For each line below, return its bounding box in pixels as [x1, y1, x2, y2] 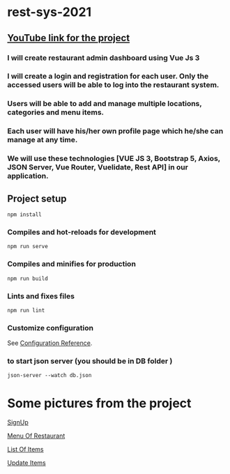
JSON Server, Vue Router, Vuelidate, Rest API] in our [7, 162, 188, 172]
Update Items [7, 459, 47, 467]
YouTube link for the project [7, 32, 130, 44]
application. [7, 171, 49, 181]
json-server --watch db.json [7, 372, 92, 379]
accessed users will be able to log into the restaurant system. [7, 80, 220, 90]
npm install [7, 211, 42, 218]
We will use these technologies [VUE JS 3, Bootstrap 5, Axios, [7, 154, 221, 164]
